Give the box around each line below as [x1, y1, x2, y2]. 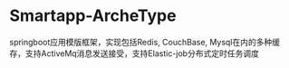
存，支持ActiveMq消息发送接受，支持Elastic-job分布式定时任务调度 [9, 47, 260, 59]
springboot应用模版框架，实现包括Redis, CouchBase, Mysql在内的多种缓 [9, 36, 281, 47]
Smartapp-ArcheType [9, 5, 177, 26]
